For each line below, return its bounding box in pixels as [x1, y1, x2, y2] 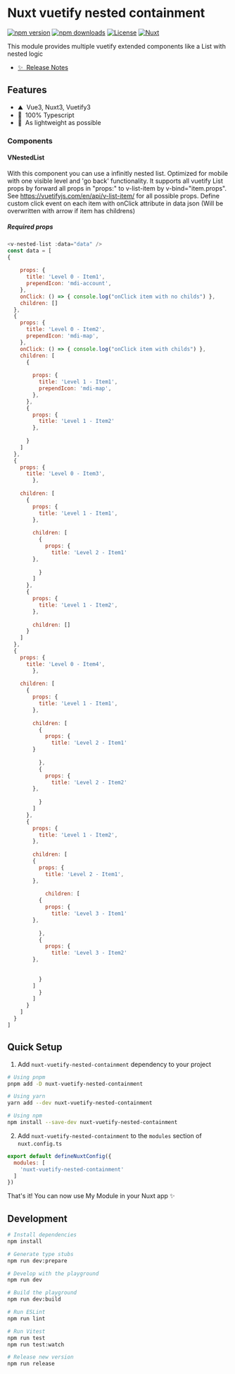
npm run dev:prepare [7, 1257, 68, 1265]
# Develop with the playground [7, 1270, 99, 1277]
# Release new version [7, 1354, 74, 1361]
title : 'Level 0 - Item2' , [25, 326, 106, 333]
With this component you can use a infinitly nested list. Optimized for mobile [7, 169, 229, 177]
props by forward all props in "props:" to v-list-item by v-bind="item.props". [7, 184, 227, 192]
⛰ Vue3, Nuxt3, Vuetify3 [17, 102, 91, 111]
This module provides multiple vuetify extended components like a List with [7, 42, 227, 50]
